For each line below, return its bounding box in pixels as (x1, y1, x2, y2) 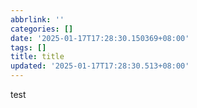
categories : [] (10, 24, 74, 34)
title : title (10, 52, 65, 62)
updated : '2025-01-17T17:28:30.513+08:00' (10, 61, 190, 71)
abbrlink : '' (10, 14, 65, 25)
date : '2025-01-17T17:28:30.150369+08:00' (10, 33, 190, 43)
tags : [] (10, 42, 47, 53)
